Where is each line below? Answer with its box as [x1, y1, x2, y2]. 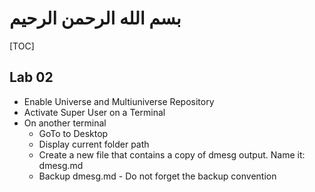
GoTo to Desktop [38, 127, 109, 139]
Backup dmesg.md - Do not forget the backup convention [38, 170, 277, 182]
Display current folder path [38, 138, 150, 150]
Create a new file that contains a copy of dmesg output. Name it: [38, 148, 306, 161]
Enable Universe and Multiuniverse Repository [23, 95, 215, 107]
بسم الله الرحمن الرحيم [9, 7, 182, 30]
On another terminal [23, 117, 107, 129]
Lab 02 [9, 69, 54, 86]
